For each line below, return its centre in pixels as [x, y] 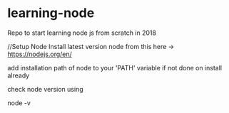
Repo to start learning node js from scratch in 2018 [82, 33]
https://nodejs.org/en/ [40, 54]
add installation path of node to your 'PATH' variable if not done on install [115, 68]
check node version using [45, 89]
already [19, 75]
